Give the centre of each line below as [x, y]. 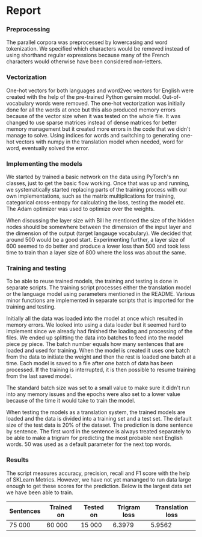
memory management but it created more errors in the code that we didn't [98, 129]
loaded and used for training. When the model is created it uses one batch [98, 351]
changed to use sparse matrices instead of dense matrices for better [91, 122]
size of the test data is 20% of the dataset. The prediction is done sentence [100, 425]
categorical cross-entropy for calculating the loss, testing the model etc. [96, 203]
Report [23, 11]
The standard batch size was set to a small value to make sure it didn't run [98, 388]
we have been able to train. [40, 492]
